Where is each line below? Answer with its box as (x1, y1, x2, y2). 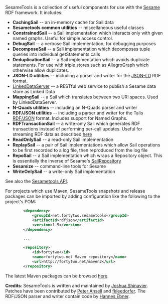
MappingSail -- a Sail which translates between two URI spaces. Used (12, 94, 158, 100)
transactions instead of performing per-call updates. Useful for (12, 126, 143, 132)
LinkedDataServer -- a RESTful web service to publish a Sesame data (12, 83, 156, 89)
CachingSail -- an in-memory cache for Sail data (12, 20, 114, 25)
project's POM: (5, 199, 36, 205)
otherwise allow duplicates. (12, 67, 69, 73)
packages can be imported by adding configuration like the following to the (5, 193, 160, 199)
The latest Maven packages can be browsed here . (5, 273, 109, 279)
